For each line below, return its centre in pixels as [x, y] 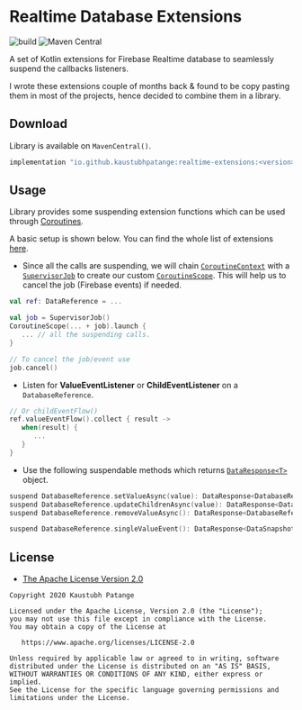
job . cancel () [34, 368]
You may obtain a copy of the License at [88, 627]
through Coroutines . [46, 222]
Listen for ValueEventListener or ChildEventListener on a [130, 385]
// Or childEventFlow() [54, 411]
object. [35, 479]
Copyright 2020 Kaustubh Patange [72, 596]
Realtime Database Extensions [126, 17]
